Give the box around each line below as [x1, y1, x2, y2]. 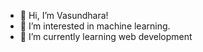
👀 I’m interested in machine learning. [19, 20, 171, 32]
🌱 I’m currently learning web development [19, 31, 193, 42]
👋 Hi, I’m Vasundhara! [19, 10, 109, 21]
